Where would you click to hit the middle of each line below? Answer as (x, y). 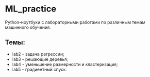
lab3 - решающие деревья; (40, 59)
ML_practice (31, 9)
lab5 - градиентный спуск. (39, 69)
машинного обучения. (28, 27)
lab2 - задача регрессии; (38, 54)
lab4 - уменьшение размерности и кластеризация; (65, 64)
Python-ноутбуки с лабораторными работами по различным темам (75, 22)
